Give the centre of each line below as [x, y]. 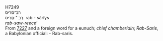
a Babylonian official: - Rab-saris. [39, 33]
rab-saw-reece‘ [21, 23]
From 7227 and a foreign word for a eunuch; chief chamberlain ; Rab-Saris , [82, 28]
